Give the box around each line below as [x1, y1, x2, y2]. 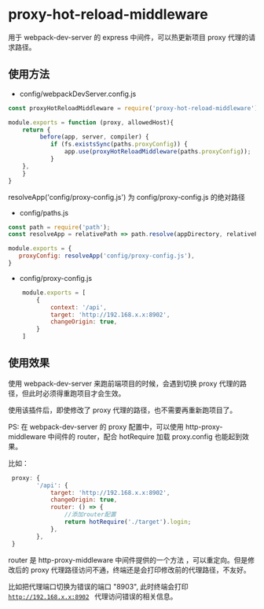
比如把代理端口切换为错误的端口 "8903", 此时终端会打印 [8, 581, 189, 591]
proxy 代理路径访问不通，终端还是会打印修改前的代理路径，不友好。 [30, 565, 251, 574]
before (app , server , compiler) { [39, 133, 149, 141]
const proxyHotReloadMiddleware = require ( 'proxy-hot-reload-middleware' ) [8, 104, 258, 112]
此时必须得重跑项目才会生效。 [28, 388, 126, 398]
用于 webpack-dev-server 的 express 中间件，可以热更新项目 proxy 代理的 [8, 32, 249, 42]
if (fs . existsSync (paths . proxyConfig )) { [49, 140, 189, 149]
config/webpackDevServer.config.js [19, 89, 137, 98]
